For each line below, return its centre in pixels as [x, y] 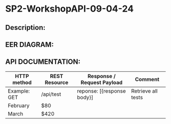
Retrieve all [144, 91]
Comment [147, 79]
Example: [19, 91]
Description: [25, 28]
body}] [85, 97]
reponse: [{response [102, 91]
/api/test [51, 94]
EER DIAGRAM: [30, 44]
